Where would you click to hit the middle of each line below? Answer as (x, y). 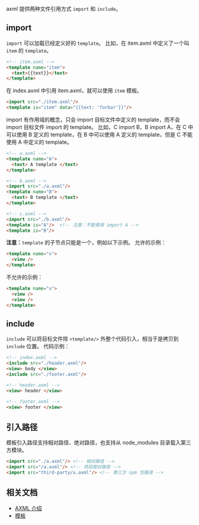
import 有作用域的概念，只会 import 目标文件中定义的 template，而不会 (93, 120)
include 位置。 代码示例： (38, 346)
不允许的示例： (24, 277)
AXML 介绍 (28, 508)
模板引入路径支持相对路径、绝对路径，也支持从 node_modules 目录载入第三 (99, 443)
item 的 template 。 (29, 50)
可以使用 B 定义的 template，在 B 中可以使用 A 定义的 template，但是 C (94, 135)
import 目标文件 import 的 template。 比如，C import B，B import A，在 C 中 (100, 127)
